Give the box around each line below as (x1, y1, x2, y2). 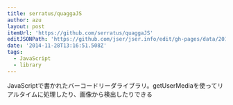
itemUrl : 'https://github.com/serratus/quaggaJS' (7, 29, 154, 37)
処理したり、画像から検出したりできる (43, 90, 153, 98)
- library (13, 61, 42, 68)
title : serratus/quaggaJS (7, 10, 82, 17)
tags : (7, 49, 23, 56)
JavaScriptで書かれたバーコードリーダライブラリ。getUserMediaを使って (7, 81, 218, 90)
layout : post (7, 23, 45, 30)
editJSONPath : (7, 36, 49, 43)
